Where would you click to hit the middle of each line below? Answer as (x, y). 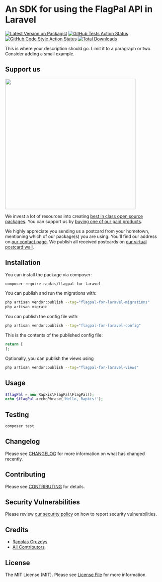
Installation (23, 263)
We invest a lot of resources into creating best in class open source (74, 216)
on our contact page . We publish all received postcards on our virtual (76, 241)
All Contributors (28, 547)
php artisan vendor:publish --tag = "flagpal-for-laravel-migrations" (78, 302)
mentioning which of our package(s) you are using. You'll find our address (81, 236)
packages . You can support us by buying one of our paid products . (74, 221)
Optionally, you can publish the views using (49, 358)
